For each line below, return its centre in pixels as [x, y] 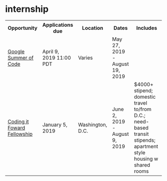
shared [142, 165]
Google [16, 52]
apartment [146, 146]
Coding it [18, 121]
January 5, [55, 124]
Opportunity [23, 28]
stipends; [145, 140]
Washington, [93, 124]
